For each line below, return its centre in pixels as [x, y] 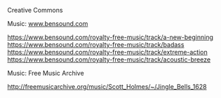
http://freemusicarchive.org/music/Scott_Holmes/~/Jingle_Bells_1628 [107, 86]
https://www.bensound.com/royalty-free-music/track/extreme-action [108, 52]
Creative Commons [35, 10]
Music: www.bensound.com [48, 23]
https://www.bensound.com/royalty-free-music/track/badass [96, 44]
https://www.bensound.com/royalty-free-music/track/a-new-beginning [110, 37]
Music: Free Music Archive [46, 73]
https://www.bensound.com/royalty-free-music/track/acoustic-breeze [109, 59]
